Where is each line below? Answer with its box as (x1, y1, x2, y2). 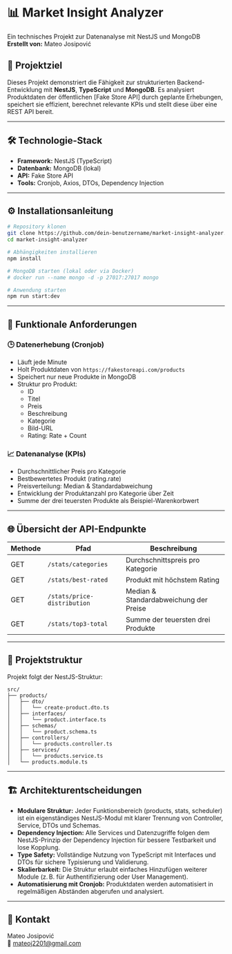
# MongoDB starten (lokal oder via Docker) (7, 267, 135, 274)
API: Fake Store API (17, 171, 74, 180)
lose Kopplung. (17, 843, 61, 851)
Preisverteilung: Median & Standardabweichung (17, 482, 153, 490)
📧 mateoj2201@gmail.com (7, 939, 81, 948)
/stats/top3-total (47, 620, 108, 628)
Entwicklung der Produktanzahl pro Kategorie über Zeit (17, 489, 174, 497)
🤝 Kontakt (7, 914, 50, 926)
